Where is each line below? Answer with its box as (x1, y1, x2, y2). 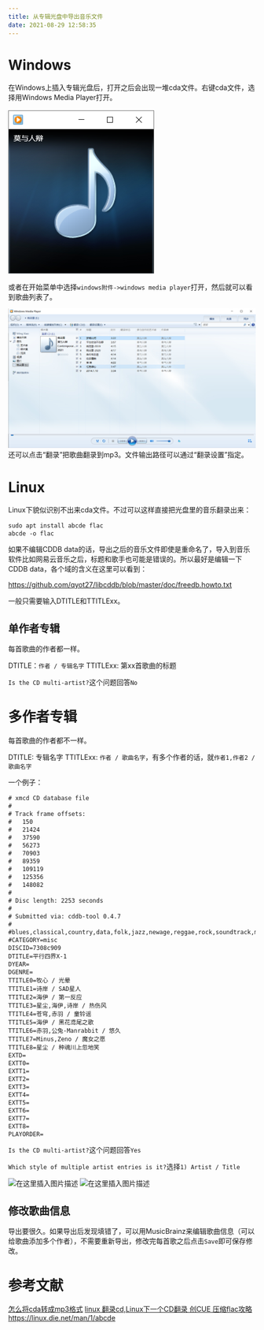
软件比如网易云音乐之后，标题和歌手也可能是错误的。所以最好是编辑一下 (8, 554, 242, 564)
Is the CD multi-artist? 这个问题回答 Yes (8, 1146, 141, 1155)
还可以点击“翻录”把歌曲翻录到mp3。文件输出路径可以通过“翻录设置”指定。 (8, 450, 249, 460)
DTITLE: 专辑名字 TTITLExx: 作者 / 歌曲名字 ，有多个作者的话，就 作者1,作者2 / (8, 753, 255, 762)
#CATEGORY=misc (8, 937, 58, 944)
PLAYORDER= (8, 1131, 44, 1138)
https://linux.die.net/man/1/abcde (8, 1313, 116, 1322)
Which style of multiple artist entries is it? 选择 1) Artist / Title (8, 1162, 240, 1172)
